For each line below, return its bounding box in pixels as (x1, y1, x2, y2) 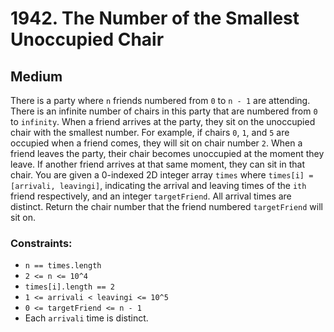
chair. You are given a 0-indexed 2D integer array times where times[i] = (10, 169, 314, 181)
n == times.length (24, 261, 102, 271)
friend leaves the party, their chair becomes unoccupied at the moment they (10, 148, 325, 159)
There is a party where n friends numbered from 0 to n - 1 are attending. (10, 95, 311, 106)
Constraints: (10, 236, 73, 250)
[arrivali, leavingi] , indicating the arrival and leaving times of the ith (10, 180, 307, 191)
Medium (10, 68, 63, 85)
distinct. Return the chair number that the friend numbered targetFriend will (10, 201, 323, 212)
